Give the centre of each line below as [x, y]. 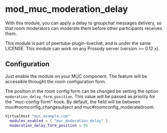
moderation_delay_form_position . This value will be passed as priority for [80, 96]
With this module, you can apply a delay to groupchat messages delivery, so [83, 23]
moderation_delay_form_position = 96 [49, 126]
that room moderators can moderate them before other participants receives [84, 28]
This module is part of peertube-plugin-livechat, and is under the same [78, 43]
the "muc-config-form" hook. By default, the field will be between [73, 102]
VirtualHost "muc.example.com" [38, 116]
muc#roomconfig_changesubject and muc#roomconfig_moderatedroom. [80, 107]
